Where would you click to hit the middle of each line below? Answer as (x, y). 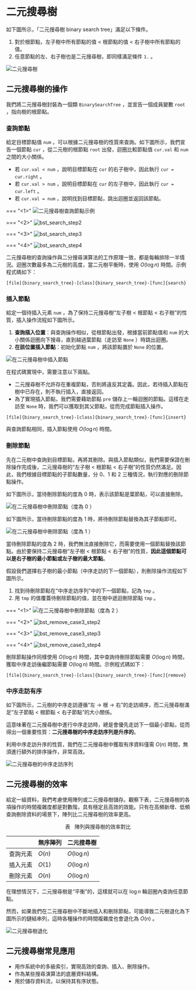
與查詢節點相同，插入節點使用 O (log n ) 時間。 (60, 429)
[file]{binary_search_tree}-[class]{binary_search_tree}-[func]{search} (96, 283)
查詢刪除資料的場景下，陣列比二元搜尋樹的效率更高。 (70, 814)
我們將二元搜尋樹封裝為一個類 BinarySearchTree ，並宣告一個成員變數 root (96, 104)
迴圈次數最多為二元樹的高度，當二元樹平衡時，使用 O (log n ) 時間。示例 (101, 265)
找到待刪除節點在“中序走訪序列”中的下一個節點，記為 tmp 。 (86, 590)
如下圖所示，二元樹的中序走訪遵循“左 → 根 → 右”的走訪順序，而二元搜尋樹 (95, 705)
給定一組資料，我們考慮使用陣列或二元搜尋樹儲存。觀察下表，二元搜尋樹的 (95, 799)
